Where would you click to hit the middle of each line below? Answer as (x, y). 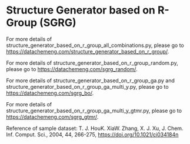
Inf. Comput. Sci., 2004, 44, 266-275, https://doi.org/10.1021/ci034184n (92, 134)
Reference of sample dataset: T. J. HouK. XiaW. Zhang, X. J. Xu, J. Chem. (95, 128)
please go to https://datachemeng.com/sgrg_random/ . (72, 69)
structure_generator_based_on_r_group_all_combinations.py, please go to (95, 45)
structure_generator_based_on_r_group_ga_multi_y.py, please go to (87, 86)
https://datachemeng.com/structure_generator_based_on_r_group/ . (88, 51)
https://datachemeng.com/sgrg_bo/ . (50, 93)
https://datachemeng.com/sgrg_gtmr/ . (52, 117)
